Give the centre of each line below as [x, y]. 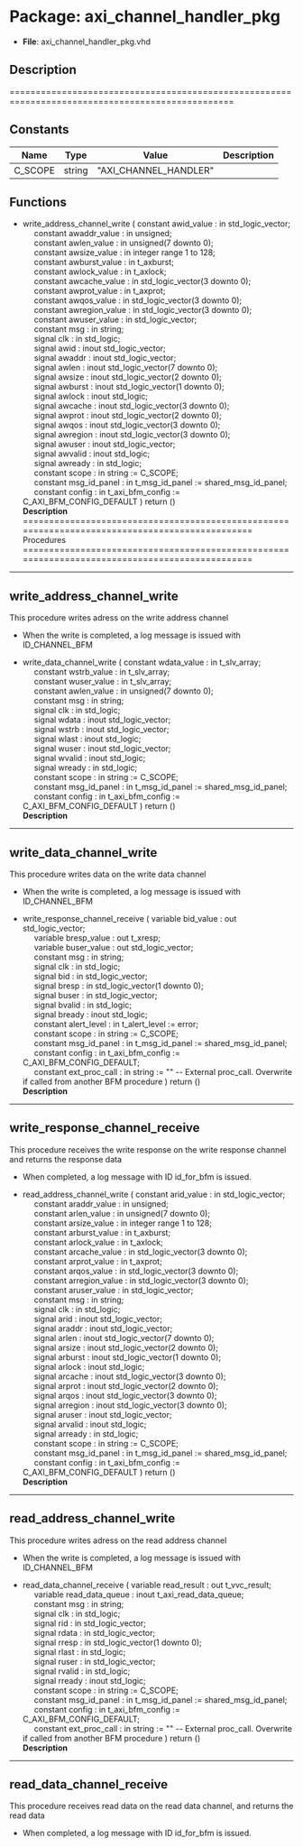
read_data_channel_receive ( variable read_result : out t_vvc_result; [147, 1585]
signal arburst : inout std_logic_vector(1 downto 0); [128, 1357]
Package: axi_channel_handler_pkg [145, 17]
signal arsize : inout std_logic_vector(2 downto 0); [126, 1347]
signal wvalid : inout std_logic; [90, 758]
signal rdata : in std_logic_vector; [95, 1632]
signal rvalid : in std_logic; [82, 1671]
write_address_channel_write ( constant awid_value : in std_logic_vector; [156, 224]
